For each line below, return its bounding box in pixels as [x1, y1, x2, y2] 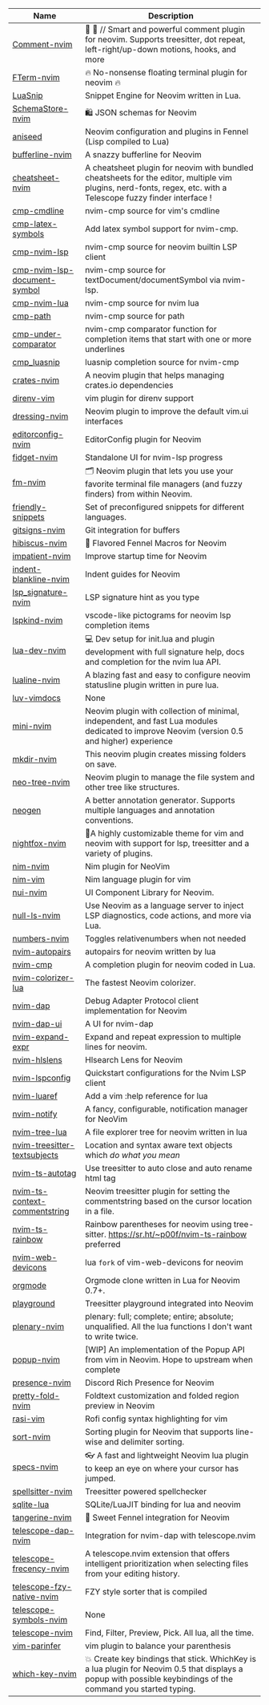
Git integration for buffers [85, 524, 180, 536]
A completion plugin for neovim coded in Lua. [85, 959, 256, 970]
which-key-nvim [12, 1668, 78, 1679]
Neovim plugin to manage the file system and [85, 772, 255, 783]
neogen [12, 805, 42, 816]
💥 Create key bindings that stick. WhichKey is [85, 1654, 256, 1664]
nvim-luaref [12, 1091, 58, 1101]
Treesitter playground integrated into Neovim [85, 1298, 254, 1309]
